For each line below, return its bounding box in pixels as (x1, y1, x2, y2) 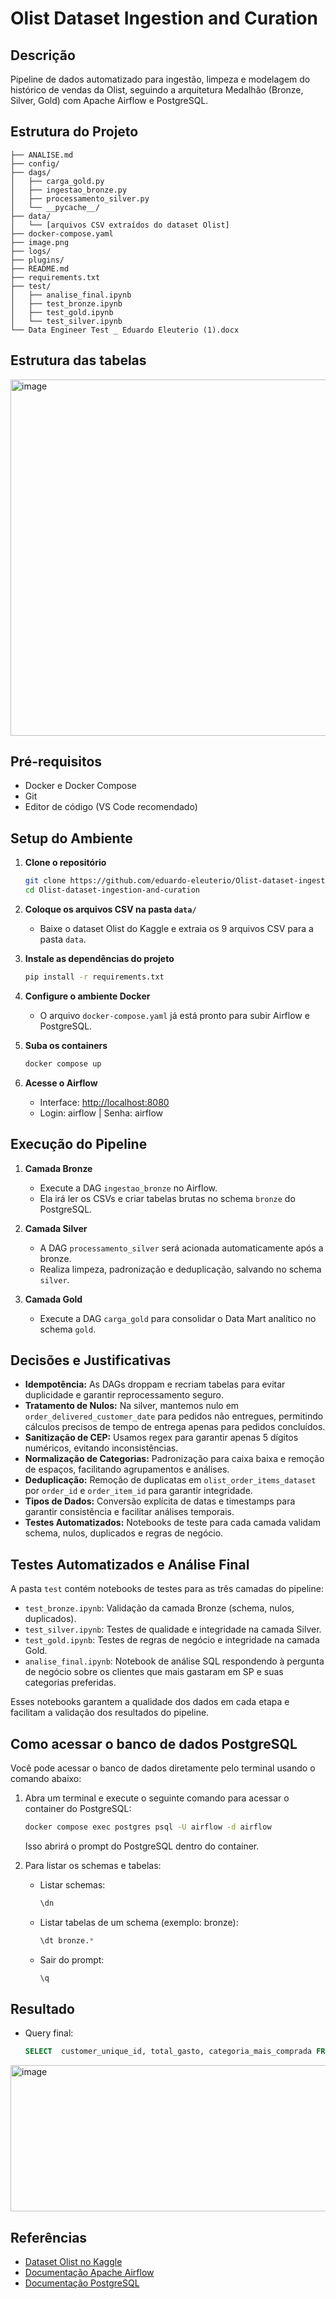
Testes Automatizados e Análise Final (10, 1556, 250, 1573)
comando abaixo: (10, 1773, 82, 1784)
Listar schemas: (39, 1878, 106, 1891)
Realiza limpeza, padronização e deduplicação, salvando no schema (39, 1263, 322, 1275)
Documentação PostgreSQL (24, 2277, 140, 2289)
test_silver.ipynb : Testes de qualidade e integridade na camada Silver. (24, 1623, 322, 1636)
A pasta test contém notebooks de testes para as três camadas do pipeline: (10, 1583, 324, 1595)
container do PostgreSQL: (24, 1803, 132, 1814)
